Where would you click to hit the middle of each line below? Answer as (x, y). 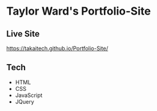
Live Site (23, 34)
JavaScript (29, 95)
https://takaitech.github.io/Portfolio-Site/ (57, 48)
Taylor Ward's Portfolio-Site (78, 11)
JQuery (25, 101)
